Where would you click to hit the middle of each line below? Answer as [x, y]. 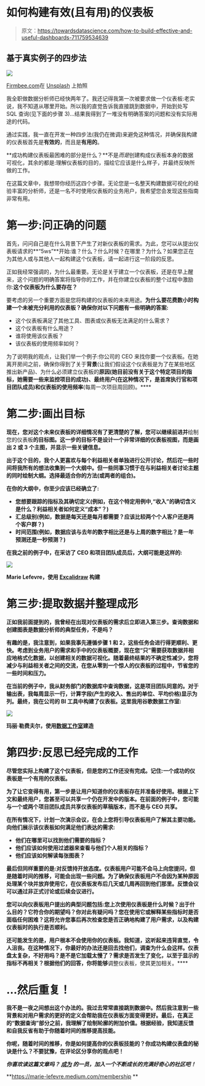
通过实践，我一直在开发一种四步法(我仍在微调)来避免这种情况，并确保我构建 [102, 134]
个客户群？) [30, 524]
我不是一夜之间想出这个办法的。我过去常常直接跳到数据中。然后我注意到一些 [103, 1008]
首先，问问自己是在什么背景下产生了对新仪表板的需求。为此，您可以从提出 [100, 243]
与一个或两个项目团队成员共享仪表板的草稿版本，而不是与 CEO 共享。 [94, 806]
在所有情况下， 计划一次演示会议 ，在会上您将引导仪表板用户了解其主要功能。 [103, 819]
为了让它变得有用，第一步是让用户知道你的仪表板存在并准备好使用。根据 [97, 791]
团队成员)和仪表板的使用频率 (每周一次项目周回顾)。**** [81, 387]
